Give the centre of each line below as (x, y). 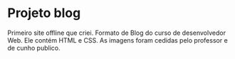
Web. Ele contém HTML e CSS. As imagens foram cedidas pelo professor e (117, 40)
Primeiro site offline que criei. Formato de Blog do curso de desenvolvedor (117, 33)
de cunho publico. (34, 48)
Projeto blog (44, 13)
